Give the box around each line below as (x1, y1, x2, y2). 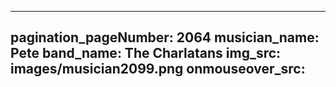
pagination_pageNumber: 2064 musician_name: (10, 29, 320, 46)
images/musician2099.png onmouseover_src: (10, 61, 306, 78)
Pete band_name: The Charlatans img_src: (10, 45, 282, 62)
